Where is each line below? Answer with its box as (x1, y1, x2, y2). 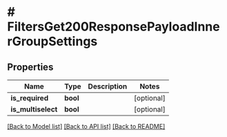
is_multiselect (10, 104, 58, 114)
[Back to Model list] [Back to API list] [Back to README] (7, 122, 166, 130)
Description (88, 82, 128, 91)
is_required (10, 93, 49, 102)
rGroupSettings (7, 34, 98, 49)
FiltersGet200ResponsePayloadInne (7, 19, 220, 35)
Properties (7, 61, 54, 73)
